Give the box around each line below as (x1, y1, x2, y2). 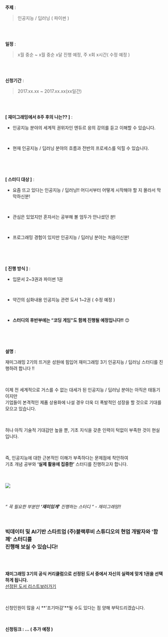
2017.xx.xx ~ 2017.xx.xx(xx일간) (17, 88, 82, 94)
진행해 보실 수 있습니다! (5, 543, 58, 550)
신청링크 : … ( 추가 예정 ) (5, 626, 53, 632)
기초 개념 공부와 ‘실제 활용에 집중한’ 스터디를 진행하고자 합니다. (5, 461, 128, 467)
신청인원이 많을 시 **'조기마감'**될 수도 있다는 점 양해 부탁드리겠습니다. (5, 605, 145, 611)
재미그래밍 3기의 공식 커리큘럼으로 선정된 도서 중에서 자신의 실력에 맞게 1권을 (5, 571, 154, 577)
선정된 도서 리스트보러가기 (5, 584, 57, 590)
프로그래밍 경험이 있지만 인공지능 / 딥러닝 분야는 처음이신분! (12, 234, 129, 240)
